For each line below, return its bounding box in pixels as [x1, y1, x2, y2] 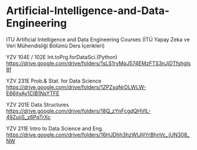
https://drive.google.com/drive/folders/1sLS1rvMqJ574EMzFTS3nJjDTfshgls [6, 60, 191, 67]
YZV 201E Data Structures [6, 101, 69, 108]
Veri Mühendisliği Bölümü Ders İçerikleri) [6, 42, 105, 49]
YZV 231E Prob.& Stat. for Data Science [6, 77, 102, 84]
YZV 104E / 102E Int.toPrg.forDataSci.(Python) [6, 53, 118, 60]
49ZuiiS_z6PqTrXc [6, 113, 51, 121]
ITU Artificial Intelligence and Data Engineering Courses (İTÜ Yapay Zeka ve [6, 36, 190, 43]
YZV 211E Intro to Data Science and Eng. [6, 125, 104, 132]
